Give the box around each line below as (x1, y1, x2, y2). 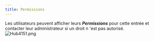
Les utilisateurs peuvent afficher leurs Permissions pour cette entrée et (5, 20, 149, 26)
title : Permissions (5, 7, 45, 12)
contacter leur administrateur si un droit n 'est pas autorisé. (5, 25, 125, 31)
